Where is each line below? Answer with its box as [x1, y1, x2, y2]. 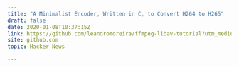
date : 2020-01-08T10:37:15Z [7, 23, 91, 30]
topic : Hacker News [7, 43, 65, 50]
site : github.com [7, 37, 59, 44]
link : [7, 30, 23, 37]
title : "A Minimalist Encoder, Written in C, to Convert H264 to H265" [7, 10, 224, 18]
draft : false [7, 17, 46, 24]
